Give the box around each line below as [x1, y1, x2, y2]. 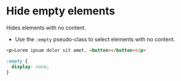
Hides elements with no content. [6, 24, 86, 31]
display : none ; [11, 64, 50, 70]
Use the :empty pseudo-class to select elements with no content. [14, 35, 176, 43]
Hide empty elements [6, 4, 116, 18]
